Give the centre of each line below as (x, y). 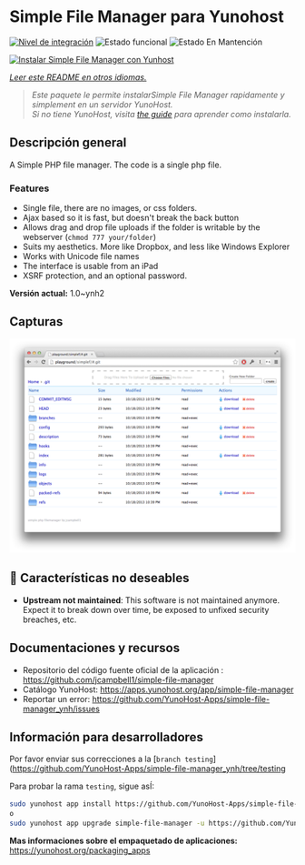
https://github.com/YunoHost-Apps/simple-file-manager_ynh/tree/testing (149, 769)
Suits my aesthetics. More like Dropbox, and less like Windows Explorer (156, 246)
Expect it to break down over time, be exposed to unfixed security (146, 609)
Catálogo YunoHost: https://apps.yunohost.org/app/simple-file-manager (158, 689)
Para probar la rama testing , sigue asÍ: (82, 786)
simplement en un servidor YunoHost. (102, 104)
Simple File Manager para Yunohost (147, 17)
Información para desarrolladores (107, 737)
